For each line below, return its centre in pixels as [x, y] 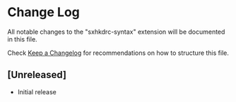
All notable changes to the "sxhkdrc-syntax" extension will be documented [116, 32]
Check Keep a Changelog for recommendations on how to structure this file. [118, 53]
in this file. [22, 39]
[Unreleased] [37, 75]
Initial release [37, 91]
